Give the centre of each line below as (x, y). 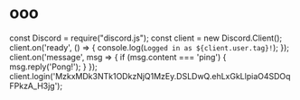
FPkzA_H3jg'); (36, 86)
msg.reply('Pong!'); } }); (53, 67)
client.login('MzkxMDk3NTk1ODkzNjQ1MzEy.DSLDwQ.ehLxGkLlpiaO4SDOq (150, 76)
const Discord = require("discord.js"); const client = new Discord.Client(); (146, 38)
